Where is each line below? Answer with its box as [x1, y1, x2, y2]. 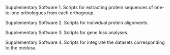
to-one [5, 10, 20, 16]
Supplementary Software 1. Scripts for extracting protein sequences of [5, 5, 154, 10]
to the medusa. [5, 45, 37, 50]
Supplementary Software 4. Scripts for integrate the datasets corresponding [5, 39, 165, 45]
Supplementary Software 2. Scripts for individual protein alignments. [5, 20, 149, 25]
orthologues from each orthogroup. [20, 10, 95, 16]
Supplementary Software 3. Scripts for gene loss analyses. [5, 30, 129, 35]
